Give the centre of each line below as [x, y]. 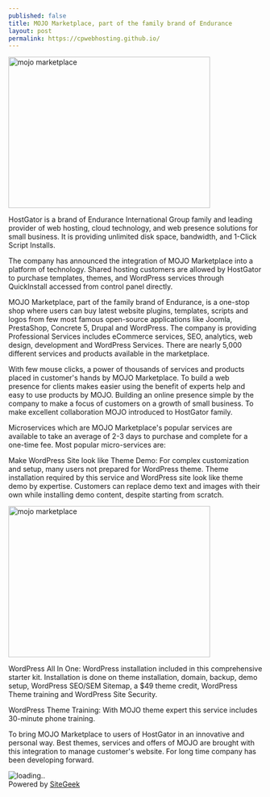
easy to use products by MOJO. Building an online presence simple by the [131, 395]
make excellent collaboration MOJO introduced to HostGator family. [120, 412]
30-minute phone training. [52, 719]
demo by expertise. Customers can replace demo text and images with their [134, 486]
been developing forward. [51, 760]
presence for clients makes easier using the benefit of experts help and [127, 386]
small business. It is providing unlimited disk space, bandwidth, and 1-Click [133, 237]
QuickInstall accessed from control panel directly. [91, 286]
